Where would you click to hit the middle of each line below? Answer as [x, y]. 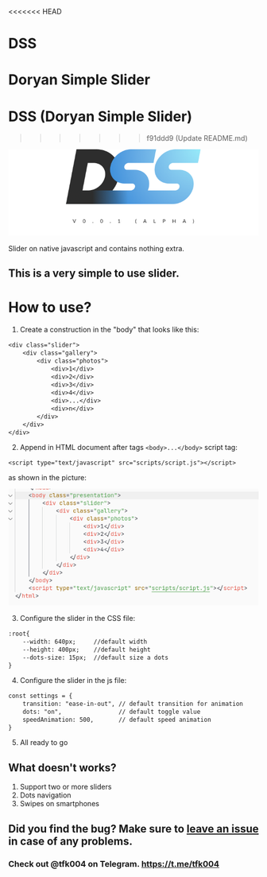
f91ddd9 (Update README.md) [197, 138]
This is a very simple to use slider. [94, 274]
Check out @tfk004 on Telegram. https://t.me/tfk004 [114, 863]
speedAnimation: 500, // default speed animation [117, 720]
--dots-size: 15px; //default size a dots [96, 658]
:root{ [19, 634]
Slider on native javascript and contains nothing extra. [97, 248]
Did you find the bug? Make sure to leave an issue [133, 829]
